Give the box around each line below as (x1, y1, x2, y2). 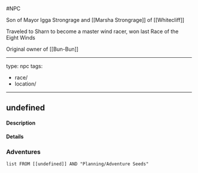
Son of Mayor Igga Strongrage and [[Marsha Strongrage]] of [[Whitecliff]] (6, 17, 184, 23)
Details (6, 133, 24, 140)
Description (6, 119, 36, 126)
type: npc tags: (6, 63, 43, 70)
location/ (14, 80, 37, 87)
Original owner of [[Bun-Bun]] (6, 45, 78, 53)
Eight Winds (6, 34, 35, 41)
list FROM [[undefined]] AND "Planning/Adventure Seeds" (6, 161, 149, 167)
